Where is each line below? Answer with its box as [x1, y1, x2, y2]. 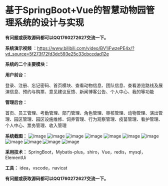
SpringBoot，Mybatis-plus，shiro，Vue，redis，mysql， [28, 148, 146, 155]
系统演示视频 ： [5, 45, 37, 51]
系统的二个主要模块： [5, 61, 49, 67]
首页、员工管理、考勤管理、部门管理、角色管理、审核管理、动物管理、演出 [5, 109, 158, 115]
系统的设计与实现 [14, 17, 84, 28]
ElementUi [5, 154, 26, 160]
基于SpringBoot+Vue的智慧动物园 [5, 4, 146, 16]
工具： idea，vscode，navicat [5, 164, 67, 170]
